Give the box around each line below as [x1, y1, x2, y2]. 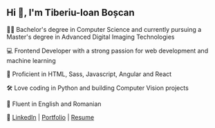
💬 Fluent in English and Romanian [6, 100, 102, 108]
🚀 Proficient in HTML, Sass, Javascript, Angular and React [6, 70, 172, 78]
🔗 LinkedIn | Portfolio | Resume [6, 113, 95, 121]
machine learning [6, 56, 56, 64]
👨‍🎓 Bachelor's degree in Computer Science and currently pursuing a [6, 25, 202, 33]
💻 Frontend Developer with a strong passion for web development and [6, 46, 209, 55]
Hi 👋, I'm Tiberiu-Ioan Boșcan [6, 7, 135, 19]
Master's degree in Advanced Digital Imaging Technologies [6, 33, 175, 41]
